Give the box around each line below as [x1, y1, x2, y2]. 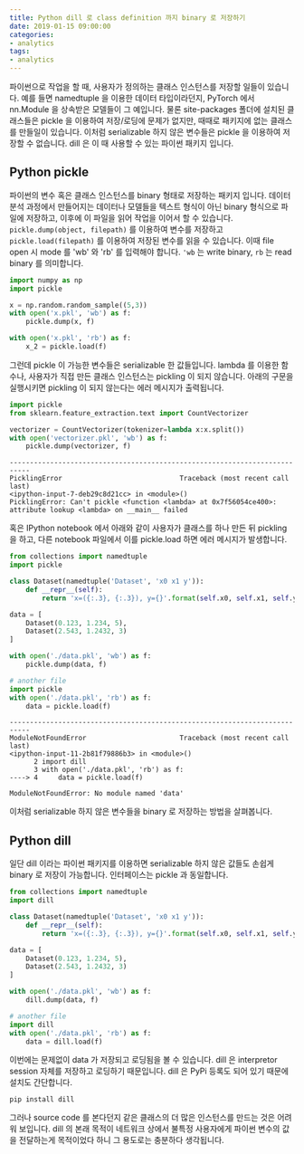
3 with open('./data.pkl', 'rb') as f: [33, 766, 184, 775]
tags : [9, 47, 30, 56]
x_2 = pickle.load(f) [25, 342, 107, 351]
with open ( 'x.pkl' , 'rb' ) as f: [9, 334, 131, 343]
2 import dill [33, 758, 88, 767]
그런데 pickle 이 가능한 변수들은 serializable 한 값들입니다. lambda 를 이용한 [9, 359, 280, 370]
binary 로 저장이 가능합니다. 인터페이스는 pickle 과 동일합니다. [9, 870, 229, 881]
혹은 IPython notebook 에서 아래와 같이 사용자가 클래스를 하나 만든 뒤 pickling [9, 522, 288, 534]
